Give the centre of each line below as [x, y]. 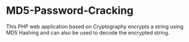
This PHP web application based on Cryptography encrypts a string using [95, 26]
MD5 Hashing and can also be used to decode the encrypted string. [88, 32]
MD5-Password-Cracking [70, 11]
